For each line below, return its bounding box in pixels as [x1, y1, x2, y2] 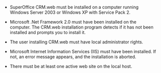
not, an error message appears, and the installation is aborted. [9, 54, 136, 60]
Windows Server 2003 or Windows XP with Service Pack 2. [9, 9, 130, 15]
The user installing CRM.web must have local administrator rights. [9, 39, 144, 45]
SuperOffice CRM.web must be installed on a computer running [9, 4, 139, 10]
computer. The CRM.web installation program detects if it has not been [9, 24, 154, 30]
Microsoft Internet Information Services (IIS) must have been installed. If [9, 49, 156, 54]
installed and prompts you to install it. [9, 30, 86, 35]
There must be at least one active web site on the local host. [9, 64, 132, 69]
